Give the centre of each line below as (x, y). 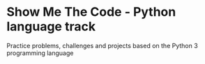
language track (51, 26)
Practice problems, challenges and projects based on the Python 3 (102, 45)
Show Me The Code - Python (91, 12)
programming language (40, 53)
